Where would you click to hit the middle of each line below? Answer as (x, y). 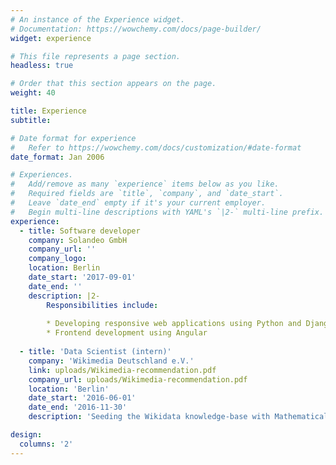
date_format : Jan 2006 (57, 157)
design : (26, 435)
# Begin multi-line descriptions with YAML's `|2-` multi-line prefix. (167, 212)
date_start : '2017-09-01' (82, 277)
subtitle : (31, 120)
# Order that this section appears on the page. (113, 84)
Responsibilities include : (102, 305)
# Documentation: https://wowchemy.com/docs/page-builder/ (136, 29)
